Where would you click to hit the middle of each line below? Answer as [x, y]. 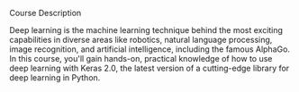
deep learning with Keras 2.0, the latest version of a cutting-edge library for [149, 68]
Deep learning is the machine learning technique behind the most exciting [146, 30]
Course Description [45, 13]
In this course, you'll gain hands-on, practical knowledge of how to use [141, 59]
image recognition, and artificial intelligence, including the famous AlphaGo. [150, 49]
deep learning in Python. [55, 78]
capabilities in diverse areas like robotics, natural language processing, [141, 40]
